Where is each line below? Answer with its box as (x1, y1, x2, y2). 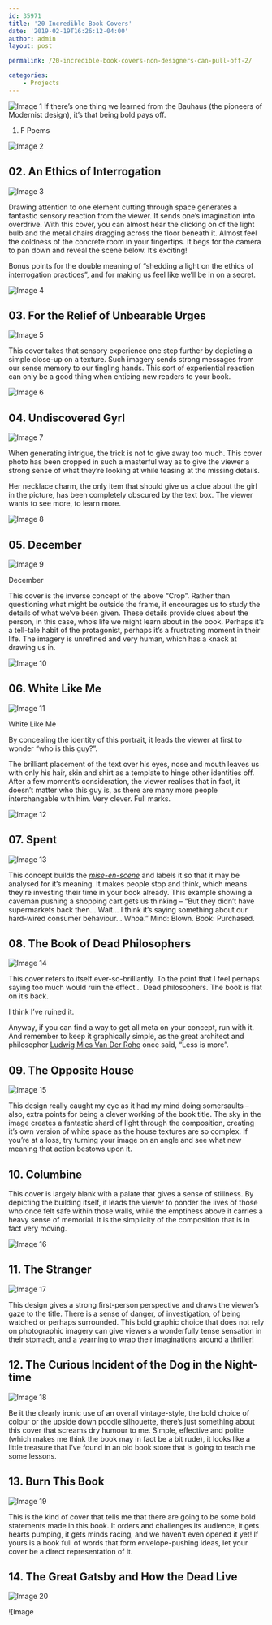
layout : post (8, 42, 53, 50)
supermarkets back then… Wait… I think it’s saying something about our (8, 904, 248, 914)
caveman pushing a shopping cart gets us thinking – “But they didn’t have (8, 896, 255, 906)
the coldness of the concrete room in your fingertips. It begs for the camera (8, 236, 261, 246)
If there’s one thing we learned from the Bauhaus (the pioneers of (44, 101, 262, 110)
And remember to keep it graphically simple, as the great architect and (8, 1032, 244, 1041)
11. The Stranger (8, 1263, 92, 1277)
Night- (224, 1358, 258, 1372)
